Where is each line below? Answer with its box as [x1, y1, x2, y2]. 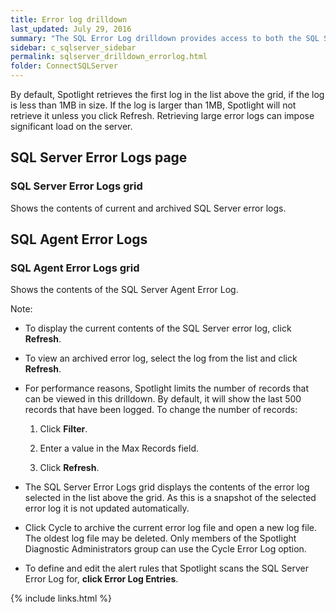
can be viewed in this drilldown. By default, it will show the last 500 [24, 393, 302, 405]
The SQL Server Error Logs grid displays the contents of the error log [24, 481, 310, 493]
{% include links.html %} [10, 592, 112, 605]
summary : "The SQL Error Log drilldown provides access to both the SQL [10, 33, 320, 43]
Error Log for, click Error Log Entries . [24, 573, 179, 585]
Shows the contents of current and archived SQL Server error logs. [10, 202, 287, 214]
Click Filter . [39, 423, 88, 435]
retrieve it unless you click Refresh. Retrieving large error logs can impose [10, 110, 315, 121]
